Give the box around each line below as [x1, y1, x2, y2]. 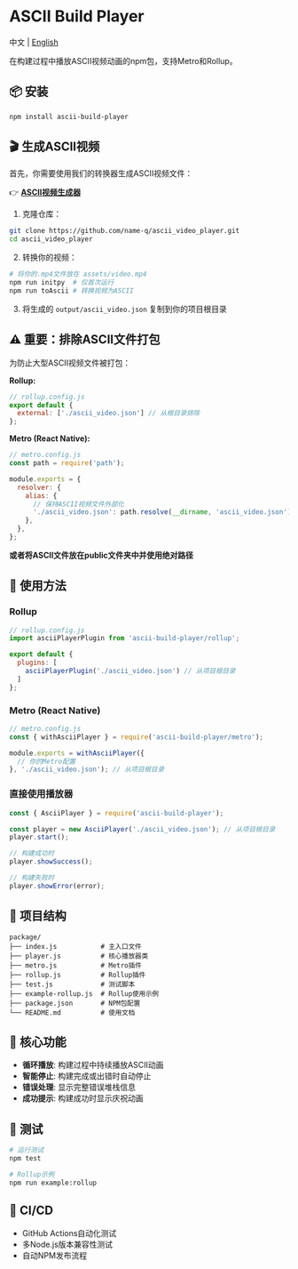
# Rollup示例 [9, 1169, 55, 1179]
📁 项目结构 [9, 909, 67, 924]
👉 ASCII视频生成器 [9, 187, 82, 197]
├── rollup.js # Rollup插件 [9, 970, 146, 979]
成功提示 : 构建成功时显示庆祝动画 [21, 1093, 144, 1104]
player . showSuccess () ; [9, 857, 93, 866]
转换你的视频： [21, 252, 77, 263]
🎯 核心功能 [9, 1034, 67, 1049]
